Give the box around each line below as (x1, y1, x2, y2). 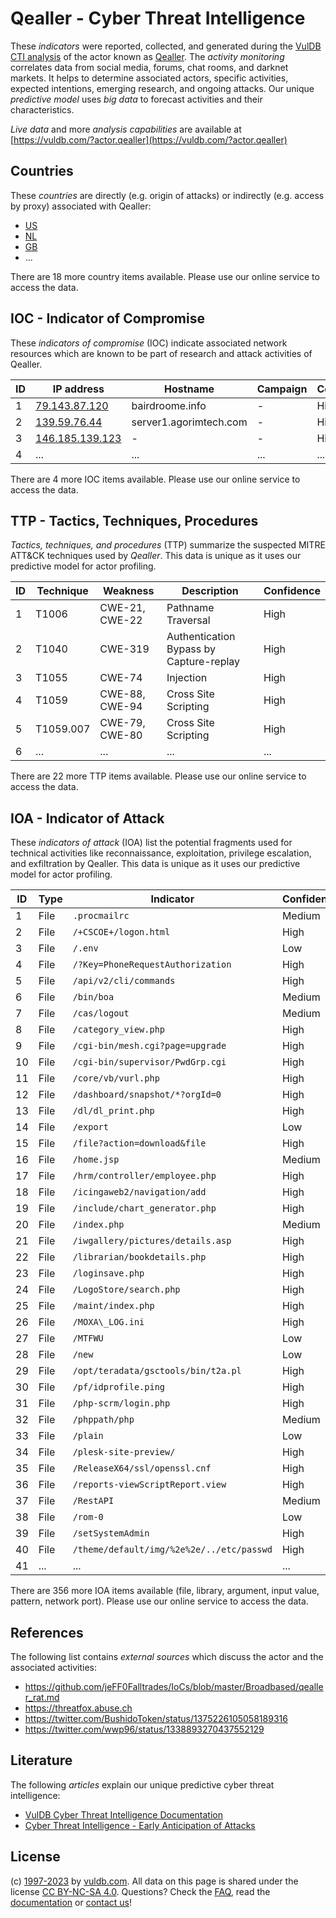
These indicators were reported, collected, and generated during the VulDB (10, 40, 322, 52)
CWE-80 (99, 728, 143, 742)
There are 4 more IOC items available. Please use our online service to (10, 473, 301, 485)
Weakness (102, 584, 155, 598)
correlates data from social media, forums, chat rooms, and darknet (10, 61, 289, 73)
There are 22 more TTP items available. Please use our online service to (10, 770, 307, 782)
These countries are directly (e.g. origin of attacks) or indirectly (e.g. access (10, 189, 325, 201)
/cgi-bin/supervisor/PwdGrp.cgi (72, 1057, 227, 1068)
